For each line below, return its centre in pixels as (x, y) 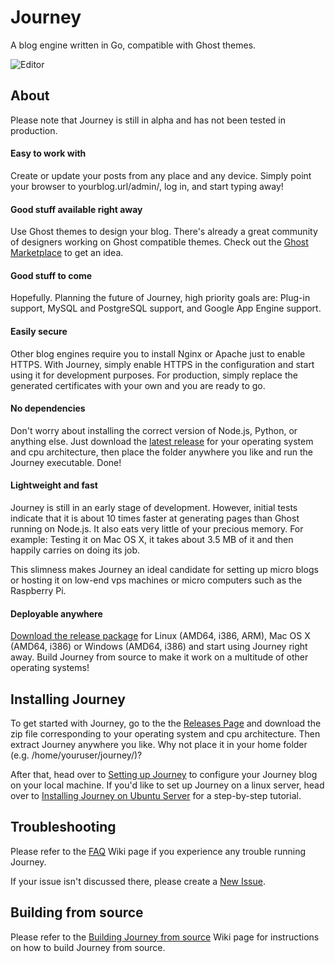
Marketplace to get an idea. (67, 253)
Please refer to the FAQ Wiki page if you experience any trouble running (158, 851)
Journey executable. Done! (66, 462)
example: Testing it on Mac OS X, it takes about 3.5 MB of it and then (152, 539)
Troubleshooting (63, 827)
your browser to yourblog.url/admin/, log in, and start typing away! (147, 186)
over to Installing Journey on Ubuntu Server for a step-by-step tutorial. (156, 795)
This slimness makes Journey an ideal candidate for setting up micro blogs (164, 569)
